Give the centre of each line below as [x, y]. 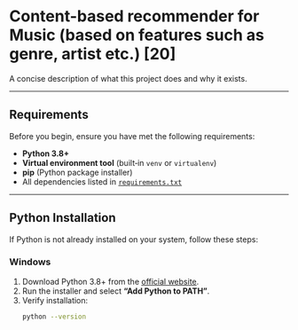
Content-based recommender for [134, 16]
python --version [54, 317]
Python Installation [63, 218]
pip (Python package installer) [77, 172]
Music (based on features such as [137, 35]
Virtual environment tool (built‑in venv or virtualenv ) [119, 162]
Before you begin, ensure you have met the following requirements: [132, 136]
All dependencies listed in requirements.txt [102, 181]
